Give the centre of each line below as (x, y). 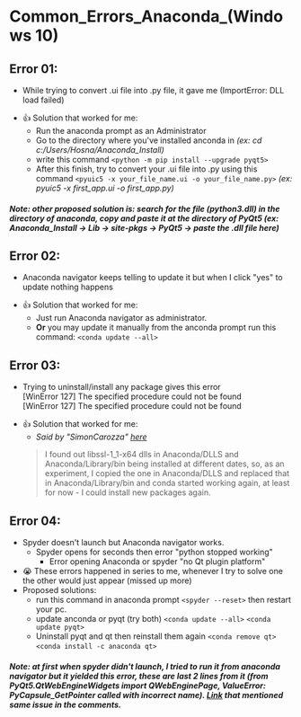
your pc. (51, 609)
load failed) (43, 100)
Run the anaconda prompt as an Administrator (121, 131)
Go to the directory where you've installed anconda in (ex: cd (149, 140)
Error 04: (35, 521)
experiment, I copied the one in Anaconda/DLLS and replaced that (167, 474)
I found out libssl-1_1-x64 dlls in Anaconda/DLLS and (142, 455)
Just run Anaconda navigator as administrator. (121, 318)
